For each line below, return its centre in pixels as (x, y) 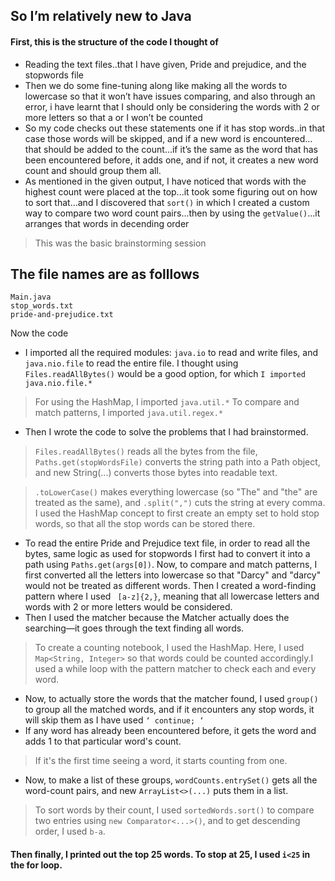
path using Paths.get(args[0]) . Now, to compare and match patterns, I (171, 565)
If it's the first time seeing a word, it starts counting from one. (161, 761)
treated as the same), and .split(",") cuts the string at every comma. (180, 503)
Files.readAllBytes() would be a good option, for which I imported (165, 374)
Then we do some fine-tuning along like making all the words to (156, 85)
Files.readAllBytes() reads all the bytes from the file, (146, 451)
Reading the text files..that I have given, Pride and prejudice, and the (165, 64)
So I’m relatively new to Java (101, 16)
